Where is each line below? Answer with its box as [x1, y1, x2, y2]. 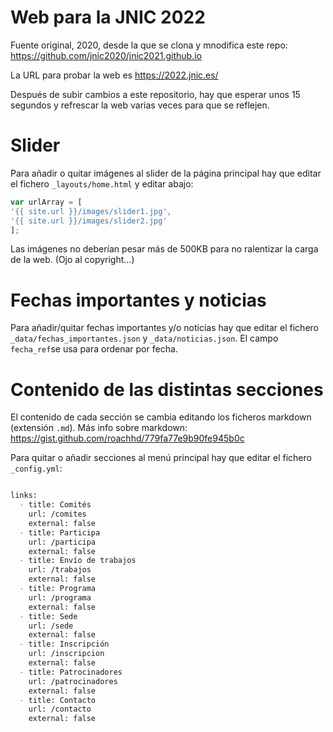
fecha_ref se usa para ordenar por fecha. [10, 343, 178, 355]
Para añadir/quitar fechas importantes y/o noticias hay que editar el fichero [10, 322, 319, 334]
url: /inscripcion [28, 649, 105, 659]
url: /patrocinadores [28, 676, 118, 686]
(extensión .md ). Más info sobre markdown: [10, 422, 188, 434]
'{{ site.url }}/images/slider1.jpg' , [10, 206, 172, 216]
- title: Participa [19, 527, 101, 538]
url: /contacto [28, 704, 92, 715]
